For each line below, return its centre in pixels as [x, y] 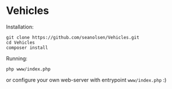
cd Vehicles [20, 42]
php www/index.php [28, 69]
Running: [17, 58]
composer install [27, 48]
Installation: [20, 27]
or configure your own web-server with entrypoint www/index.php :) [86, 80]
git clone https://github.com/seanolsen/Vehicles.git [73, 37]
